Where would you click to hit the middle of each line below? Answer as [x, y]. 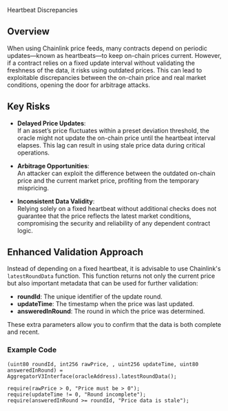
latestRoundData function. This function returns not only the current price [111, 276]
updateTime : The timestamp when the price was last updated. [106, 304]
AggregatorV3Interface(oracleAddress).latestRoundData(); [92, 376]
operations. [33, 152]
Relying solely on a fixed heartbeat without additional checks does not [117, 208]
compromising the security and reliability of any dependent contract [114, 223]
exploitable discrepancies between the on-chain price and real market [107, 77]
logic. [25, 230]
